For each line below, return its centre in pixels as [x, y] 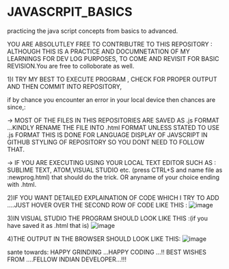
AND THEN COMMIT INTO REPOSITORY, [64, 86]
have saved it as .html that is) [48, 225]
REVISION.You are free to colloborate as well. [71, 66]
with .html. [22, 184]
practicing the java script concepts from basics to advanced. [93, 31]
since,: [16, 107]
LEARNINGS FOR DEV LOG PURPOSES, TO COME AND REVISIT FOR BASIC [113, 58]
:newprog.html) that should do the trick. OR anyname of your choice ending [113, 177]
